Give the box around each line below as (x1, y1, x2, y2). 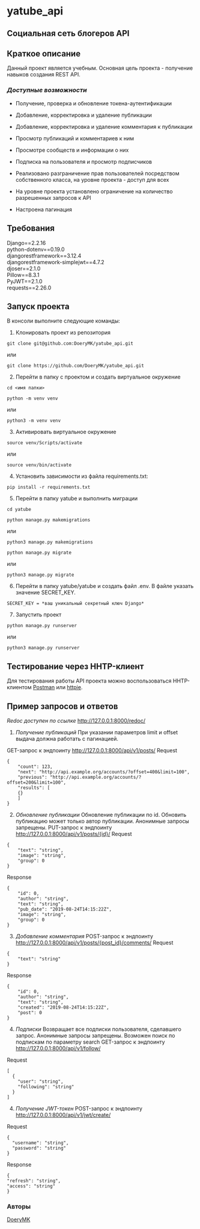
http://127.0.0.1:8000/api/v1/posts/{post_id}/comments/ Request (15, 939, 174, 946)
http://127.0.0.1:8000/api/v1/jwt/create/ (15, 1111, 111, 1118)
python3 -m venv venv (7, 418, 61, 424)
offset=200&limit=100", (7, 779, 67, 785)
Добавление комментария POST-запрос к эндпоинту (15, 932, 154, 940)
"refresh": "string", (7, 1178, 61, 1184)
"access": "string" (7, 1183, 56, 1189)
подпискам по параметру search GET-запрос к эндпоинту (15, 1038, 165, 1045)
